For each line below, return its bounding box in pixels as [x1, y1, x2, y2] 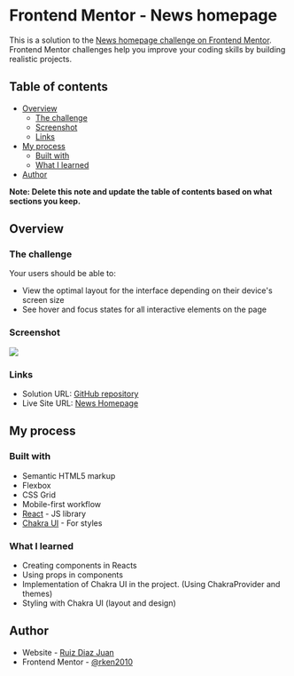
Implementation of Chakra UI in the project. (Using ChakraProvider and [21, 579, 281, 590]
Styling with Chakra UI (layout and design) [21, 598, 177, 608]
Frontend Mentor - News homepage [9, 5, 277, 26]
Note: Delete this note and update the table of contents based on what [9, 186, 273, 196]
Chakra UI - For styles [21, 517, 103, 529]
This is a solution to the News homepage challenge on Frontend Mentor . [9, 35, 272, 45]
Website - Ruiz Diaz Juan [21, 647, 115, 657]
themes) [21, 588, 53, 600]
